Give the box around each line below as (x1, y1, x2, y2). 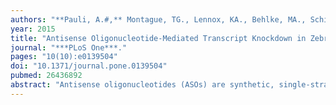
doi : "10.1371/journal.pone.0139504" (10, 61, 168, 71)
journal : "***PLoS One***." (10, 42, 128, 53)
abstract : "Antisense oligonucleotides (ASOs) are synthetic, (10, 80, 275, 90)
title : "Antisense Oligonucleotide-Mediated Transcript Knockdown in (10, 33, 307, 43)
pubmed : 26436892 (10, 71, 83, 81)
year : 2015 (10, 24, 56, 34)
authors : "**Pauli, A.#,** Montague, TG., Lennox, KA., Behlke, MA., (10, 14, 307, 25)
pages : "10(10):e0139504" (10, 52, 118, 62)
